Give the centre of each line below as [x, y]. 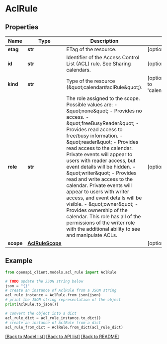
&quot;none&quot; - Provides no [104, 111]
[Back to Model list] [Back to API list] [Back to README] [62, 337]
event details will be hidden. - [101, 167]
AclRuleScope [44, 243]
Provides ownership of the [97, 210]
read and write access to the [100, 179]
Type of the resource [91, 81]
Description [104, 41]
